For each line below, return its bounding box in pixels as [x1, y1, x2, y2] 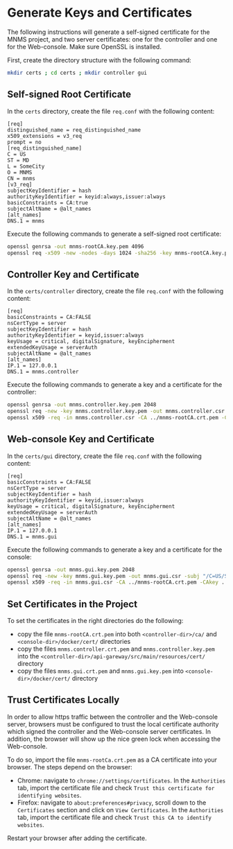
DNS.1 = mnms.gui [7, 533, 58, 540]
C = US [7, 150, 26, 157]
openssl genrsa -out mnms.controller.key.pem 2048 [7, 401, 157, 408]
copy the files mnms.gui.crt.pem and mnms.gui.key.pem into [17, 667, 184, 675]
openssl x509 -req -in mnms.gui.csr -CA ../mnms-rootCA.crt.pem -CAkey [7, 579, 218, 586]
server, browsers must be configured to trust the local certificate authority [7, 719, 219, 728]
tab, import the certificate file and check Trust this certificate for [17, 783, 215, 791]
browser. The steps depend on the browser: [7, 762, 133, 771]
